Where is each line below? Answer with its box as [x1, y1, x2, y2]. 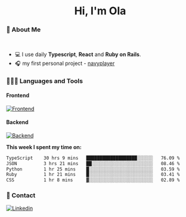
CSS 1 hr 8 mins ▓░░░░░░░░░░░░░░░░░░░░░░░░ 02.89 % [6, 177, 180, 183]
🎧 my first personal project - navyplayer [14, 60, 115, 67]
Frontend [6, 92, 30, 99]
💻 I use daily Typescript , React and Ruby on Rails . [14, 51, 141, 58]
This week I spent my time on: [6, 143, 82, 150]
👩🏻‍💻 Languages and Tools [6, 77, 83, 85]
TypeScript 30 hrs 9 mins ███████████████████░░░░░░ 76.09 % [6, 155, 180, 161]
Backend [6, 119, 29, 126]
